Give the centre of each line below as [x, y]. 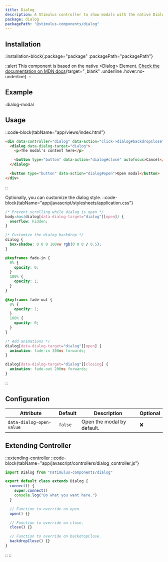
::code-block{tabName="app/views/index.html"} [55, 132]
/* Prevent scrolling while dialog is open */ [54, 212]
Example [19, 92]
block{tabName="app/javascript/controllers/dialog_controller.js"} [72, 463]
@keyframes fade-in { [28, 258]
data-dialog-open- [29, 422]
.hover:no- [134, 71]
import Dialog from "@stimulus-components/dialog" [59, 472]
